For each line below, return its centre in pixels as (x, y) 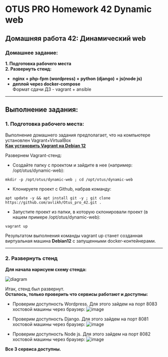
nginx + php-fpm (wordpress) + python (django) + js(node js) (77, 78)
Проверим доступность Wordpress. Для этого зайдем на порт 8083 (85, 304)
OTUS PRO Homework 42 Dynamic (78, 9)
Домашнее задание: (32, 53)
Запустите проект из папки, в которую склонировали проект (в (80, 212)
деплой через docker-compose (46, 84)
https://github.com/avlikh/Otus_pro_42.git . (53, 202)
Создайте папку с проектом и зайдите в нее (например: (72, 165)
